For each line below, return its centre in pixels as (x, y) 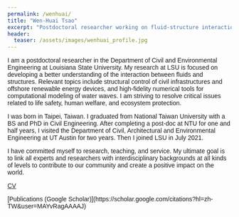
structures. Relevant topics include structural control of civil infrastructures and (115, 82)
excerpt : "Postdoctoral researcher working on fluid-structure (103, 27)
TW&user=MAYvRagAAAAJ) (47, 206)
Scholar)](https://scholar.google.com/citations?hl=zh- (140, 199)
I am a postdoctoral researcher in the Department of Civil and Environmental (112, 60)
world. (16, 173)
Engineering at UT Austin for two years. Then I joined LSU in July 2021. (106, 138)
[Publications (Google (37, 199)
